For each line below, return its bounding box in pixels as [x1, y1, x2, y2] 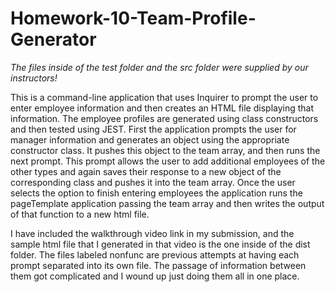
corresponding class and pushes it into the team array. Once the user [10, 176, 296, 188]
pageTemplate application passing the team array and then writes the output [10, 197, 325, 209]
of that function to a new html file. [10, 208, 150, 220]
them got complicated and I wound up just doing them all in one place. [10, 270, 300, 282]
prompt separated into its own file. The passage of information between [10, 259, 307, 271]
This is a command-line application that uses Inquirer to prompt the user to [10, 91, 319, 103]
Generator [10, 28, 97, 51]
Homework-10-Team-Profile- [10, 7, 257, 30]
